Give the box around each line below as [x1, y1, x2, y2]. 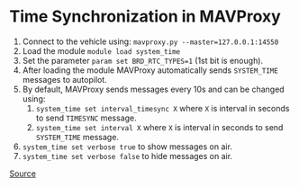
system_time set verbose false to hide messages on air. [22, 150, 232, 161]
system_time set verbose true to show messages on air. [22, 141, 232, 152]
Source [9, 168, 36, 179]
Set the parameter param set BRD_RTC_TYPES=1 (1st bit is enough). [22, 55, 264, 66]
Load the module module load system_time [22, 45, 181, 56]
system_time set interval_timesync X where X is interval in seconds [35, 102, 290, 113]
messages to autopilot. [22, 74, 108, 85]
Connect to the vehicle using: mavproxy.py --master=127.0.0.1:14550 [22, 36, 279, 47]
